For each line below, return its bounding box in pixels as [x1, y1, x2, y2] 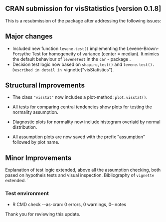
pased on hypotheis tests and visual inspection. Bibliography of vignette [5, 172, 155, 178]
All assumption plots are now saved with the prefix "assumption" [12, 134, 146, 140]
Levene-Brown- [126, 45, 159, 51]
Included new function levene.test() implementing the [12, 45, 126, 51]
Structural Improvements [5, 81, 85, 90]
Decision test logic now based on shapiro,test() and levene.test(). [12, 61, 155, 67]
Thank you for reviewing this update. [5, 211, 81, 217]
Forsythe [12, 50, 31, 57]
